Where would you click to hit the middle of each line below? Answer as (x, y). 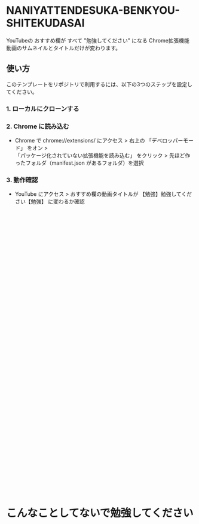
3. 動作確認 (22, 180)
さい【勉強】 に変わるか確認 (50, 202)
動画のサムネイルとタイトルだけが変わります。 (64, 48)
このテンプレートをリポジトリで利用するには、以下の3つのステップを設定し (99, 84)
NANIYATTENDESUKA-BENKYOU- (93, 10)
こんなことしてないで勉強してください (100, 513)
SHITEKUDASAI (45, 23)
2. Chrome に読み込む (38, 126)
